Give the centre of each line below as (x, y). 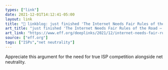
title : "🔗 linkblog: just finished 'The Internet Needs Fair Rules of (80, 24)
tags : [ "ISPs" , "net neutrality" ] (40, 42)
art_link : (15, 33)
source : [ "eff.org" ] (27, 38)
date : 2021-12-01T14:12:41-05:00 (40, 14)
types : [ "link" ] (22, 10)
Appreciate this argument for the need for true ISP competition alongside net (84, 56)
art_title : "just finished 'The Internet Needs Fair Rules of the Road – (84, 28)
